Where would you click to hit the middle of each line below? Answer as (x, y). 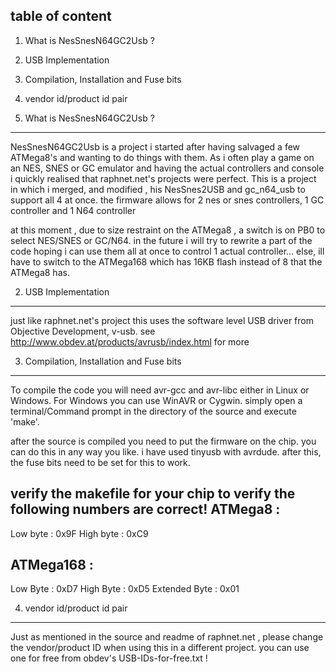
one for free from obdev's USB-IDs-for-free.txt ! (109, 658)
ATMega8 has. (40, 272)
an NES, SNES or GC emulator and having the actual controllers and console (167, 168)
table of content (61, 16)
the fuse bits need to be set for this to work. (100, 462)
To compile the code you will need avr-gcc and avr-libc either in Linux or (160, 390)
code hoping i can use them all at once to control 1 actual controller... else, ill (167, 251)
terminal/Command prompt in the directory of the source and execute (153, 411)
